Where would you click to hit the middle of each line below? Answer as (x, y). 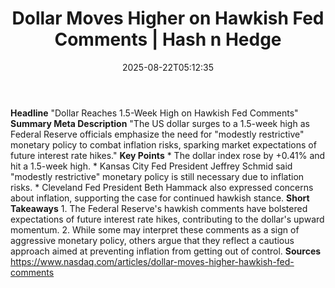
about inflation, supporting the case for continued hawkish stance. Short (160, 198)
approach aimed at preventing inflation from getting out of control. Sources (166, 251)
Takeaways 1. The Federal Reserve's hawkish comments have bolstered (159, 208)
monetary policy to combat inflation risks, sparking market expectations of (163, 144)
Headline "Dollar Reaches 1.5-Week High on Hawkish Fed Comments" (154, 113)
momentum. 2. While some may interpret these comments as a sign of (155, 229)
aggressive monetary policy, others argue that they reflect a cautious (152, 240)
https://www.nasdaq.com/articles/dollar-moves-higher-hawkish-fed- (152, 261)
